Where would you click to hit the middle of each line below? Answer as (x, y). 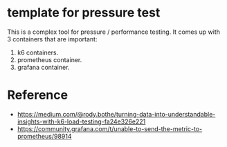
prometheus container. (49, 59)
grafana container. (43, 67)
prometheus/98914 (44, 136)
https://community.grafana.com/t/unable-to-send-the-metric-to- (110, 128)
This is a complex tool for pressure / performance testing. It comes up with (113, 32)
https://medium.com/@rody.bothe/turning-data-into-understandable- (116, 114)
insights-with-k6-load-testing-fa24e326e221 (81, 121)
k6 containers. (38, 52)
